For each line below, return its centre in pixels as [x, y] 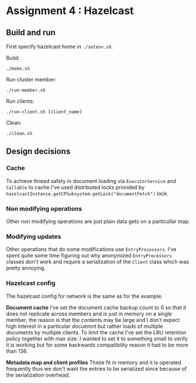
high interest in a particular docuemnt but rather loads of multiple [85, 326]
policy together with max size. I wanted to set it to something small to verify [97, 338]
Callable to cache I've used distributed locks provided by [75, 187]
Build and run [31, 33]
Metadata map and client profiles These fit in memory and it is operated [94, 362]
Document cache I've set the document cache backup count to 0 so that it [96, 307]
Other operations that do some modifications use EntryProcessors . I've [91, 249]
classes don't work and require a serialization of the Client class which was [97, 262]
